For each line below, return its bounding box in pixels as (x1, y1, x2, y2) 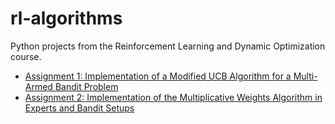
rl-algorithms (10, 7, 123, 30)
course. (10, 50, 42, 62)
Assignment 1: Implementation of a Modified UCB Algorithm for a (24, 70, 292, 82)
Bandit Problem (54, 80, 119, 92)
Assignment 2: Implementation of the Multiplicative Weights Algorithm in (24, 91, 323, 103)
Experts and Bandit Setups (24, 102, 135, 114)
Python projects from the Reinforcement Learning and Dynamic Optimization (10, 40, 326, 52)
